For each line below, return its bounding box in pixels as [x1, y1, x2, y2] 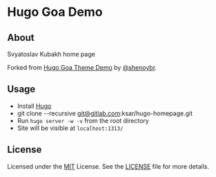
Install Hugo [17, 102, 52, 110]
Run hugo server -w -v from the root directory [17, 116, 150, 124]
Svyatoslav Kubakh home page [7, 50, 95, 58]
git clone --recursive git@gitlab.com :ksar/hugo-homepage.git [17, 109, 193, 118]
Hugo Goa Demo [7, 4, 103, 20]
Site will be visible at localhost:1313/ [17, 124, 124, 132]
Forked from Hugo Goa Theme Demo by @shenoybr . [7, 64, 157, 71]
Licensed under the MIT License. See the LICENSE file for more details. [7, 162, 209, 170]
